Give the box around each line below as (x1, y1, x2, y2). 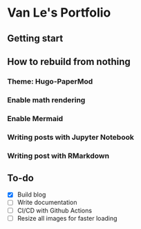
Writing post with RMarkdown (7, 151, 109, 161)
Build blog (17, 190, 46, 199)
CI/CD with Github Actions (17, 206, 92, 214)
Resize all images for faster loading (17, 214, 117, 222)
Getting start (7, 33, 64, 44)
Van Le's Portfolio (7, 5, 111, 21)
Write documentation (17, 199, 77, 207)
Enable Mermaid (7, 113, 64, 123)
